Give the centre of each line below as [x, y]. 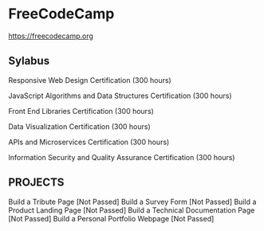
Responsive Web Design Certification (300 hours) [90, 80]
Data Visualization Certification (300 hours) [80, 126]
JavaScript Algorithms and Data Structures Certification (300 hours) [120, 96]
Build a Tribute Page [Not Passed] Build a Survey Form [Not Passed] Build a [132, 202]
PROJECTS [36, 183]
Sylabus [29, 61]
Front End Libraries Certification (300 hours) [81, 111]
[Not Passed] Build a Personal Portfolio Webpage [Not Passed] [111, 218]
